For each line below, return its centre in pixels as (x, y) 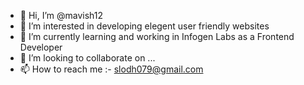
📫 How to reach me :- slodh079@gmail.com (111, 69)
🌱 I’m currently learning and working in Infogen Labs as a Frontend (157, 36)
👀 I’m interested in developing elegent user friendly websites (144, 26)
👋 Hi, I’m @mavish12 (61, 15)
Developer (41, 47)
